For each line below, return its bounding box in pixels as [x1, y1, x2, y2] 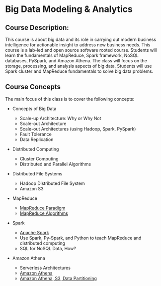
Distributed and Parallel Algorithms [19, 161, 91, 167]
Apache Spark [19, 229, 49, 235]
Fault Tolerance [19, 131, 52, 137]
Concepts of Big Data [12, 106, 57, 112]
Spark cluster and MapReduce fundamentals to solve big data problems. [5, 68, 154, 74]
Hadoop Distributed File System [19, 180, 85, 186]
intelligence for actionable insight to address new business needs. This [5, 42, 151, 48]
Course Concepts [5, 83, 61, 91]
